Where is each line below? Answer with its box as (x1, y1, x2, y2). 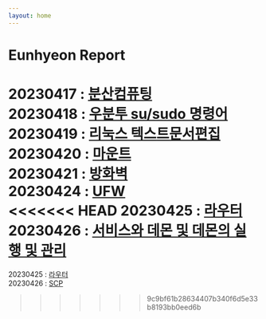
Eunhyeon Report (8, 45, 126, 64)
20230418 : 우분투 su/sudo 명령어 (8, 105, 229, 123)
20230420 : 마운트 (8, 145, 131, 163)
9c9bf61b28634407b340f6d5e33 (147, 293, 259, 303)
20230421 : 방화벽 (8, 165, 128, 183)
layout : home (8, 11, 52, 20)
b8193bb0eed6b (147, 302, 201, 312)
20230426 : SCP (8, 278, 64, 288)
